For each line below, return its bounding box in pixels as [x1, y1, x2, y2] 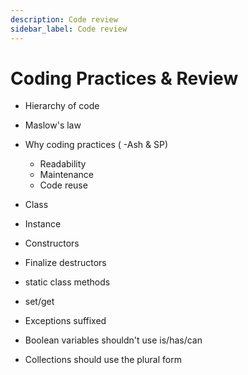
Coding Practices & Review [10, 67, 239, 90]
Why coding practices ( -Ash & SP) [24, 139, 169, 151]
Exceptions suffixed [24, 315, 107, 327]
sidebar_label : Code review [10, 24, 128, 34]
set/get [24, 296, 55, 308]
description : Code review [10, 14, 118, 25]
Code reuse [39, 179, 88, 191]
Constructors [24, 237, 80, 250]
